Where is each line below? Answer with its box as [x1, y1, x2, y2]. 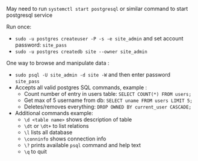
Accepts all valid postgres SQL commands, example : [14, 84, 147, 91]
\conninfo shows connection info [23, 135, 107, 142]
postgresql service [6, 11, 53, 19]
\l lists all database [23, 129, 73, 136]
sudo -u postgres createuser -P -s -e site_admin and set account [14, 35, 184, 42]
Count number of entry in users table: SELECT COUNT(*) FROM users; [23, 90, 191, 97]
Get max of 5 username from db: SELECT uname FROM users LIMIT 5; [23, 96, 193, 104]
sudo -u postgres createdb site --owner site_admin [14, 49, 147, 55]
